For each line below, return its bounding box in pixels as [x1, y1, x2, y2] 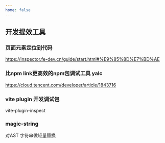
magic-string [5, 120, 39, 127]
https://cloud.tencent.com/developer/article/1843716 [5, 82, 116, 88]
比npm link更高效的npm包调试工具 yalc [5, 70, 103, 77]
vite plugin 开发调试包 [5, 96, 60, 103]
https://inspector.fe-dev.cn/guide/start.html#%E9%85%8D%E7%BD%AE [5, 56, 160, 62]
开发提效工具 [5, 28, 46, 36]
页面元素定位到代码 [5, 44, 53, 51]
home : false [5, 7, 31, 13]
